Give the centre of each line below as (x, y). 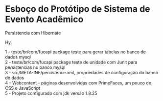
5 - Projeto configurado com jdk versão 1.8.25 (51, 93)
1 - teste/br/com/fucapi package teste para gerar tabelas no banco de (75, 52)
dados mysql (18, 57)
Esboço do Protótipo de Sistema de (78, 9)
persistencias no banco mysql (35, 67)
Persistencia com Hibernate (33, 33)
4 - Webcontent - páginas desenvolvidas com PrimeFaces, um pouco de (78, 83)
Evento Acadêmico (44, 19)
